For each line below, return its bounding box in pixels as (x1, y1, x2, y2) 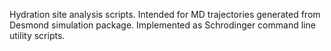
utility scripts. (9, 30, 66, 41)
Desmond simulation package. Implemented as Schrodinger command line (9, 19, 316, 31)
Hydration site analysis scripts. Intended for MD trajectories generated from (9, 9, 321, 20)
